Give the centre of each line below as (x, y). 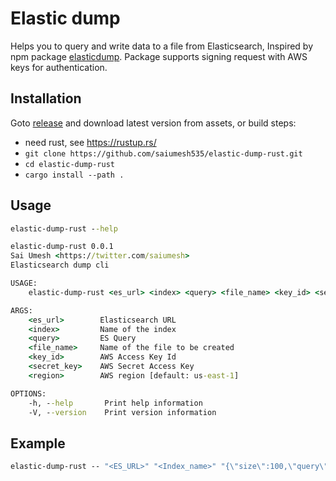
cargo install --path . (74, 175)
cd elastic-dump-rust (69, 164)
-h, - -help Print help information (115, 403)
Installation (46, 98)
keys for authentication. (59, 67)
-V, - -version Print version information (122, 412)
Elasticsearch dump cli (60, 265)
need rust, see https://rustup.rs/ (90, 142)
